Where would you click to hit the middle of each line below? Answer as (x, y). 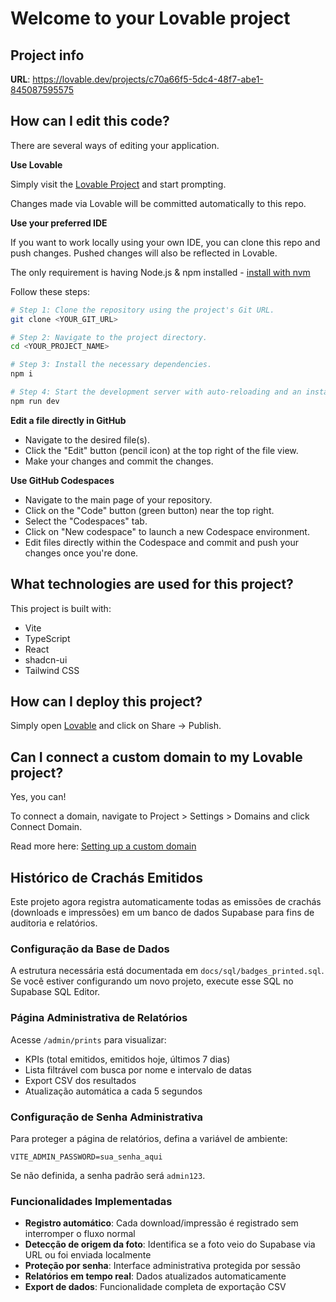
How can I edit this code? (90, 121)
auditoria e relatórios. (54, 923)
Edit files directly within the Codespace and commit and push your (161, 542)
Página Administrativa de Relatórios (99, 1018)
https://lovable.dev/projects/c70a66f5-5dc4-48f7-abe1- (148, 79)
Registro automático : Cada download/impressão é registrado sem (161, 1223)
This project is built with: (61, 608)
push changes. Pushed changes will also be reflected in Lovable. (144, 253)
